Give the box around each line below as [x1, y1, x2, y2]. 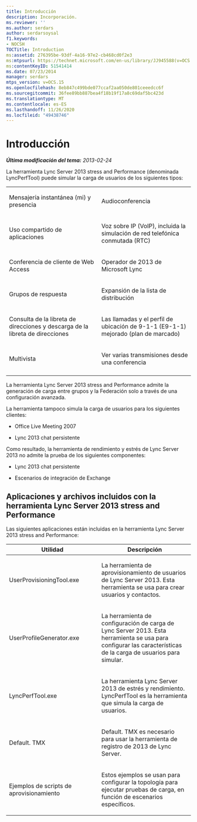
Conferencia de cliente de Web [9, 258, 94, 266]
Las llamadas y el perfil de [101, 315, 174, 323]
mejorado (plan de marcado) [101, 330, 181, 338]
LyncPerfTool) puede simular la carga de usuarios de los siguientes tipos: [6, 174, 184, 182]
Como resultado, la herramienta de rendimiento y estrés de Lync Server [6, 446, 179, 453]
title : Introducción [6, 8, 57, 15]
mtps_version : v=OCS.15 [6, 80, 64, 86]
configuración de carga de [101, 619, 175, 627]
